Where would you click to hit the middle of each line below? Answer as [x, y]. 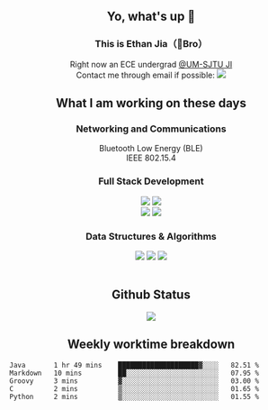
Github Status [151, 295]
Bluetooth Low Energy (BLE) [151, 149]
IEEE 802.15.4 [151, 158]
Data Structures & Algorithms [151, 236]
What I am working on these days [151, 103]
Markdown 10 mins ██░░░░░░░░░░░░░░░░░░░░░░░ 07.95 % [134, 373]
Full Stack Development [151, 181]
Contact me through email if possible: [146, 75]
